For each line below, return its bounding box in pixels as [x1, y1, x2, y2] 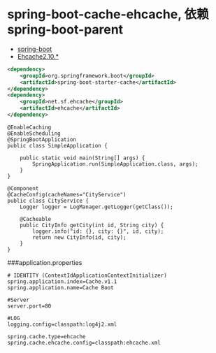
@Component [7, 185, 39, 192]
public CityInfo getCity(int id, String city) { [20, 222, 164, 229]
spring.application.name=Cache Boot [7, 284, 114, 291]
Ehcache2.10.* [17, 52, 59, 60]
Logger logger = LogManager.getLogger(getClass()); [20, 203, 173, 210]
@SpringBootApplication [7, 136, 77, 143]
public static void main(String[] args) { [20, 154, 145, 161]
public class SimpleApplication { [7, 142, 108, 149]
